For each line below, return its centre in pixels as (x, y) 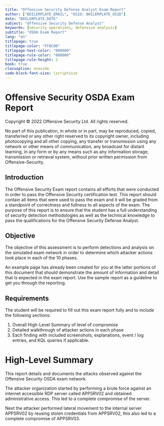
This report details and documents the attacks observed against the (73, 374)
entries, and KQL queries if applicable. (51, 340)
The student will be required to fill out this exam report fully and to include (80, 310)
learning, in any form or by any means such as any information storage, (77, 152)
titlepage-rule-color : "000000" (38, 55)
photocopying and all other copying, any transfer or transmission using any (81, 141)
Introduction (24, 177)
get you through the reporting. (35, 283)
